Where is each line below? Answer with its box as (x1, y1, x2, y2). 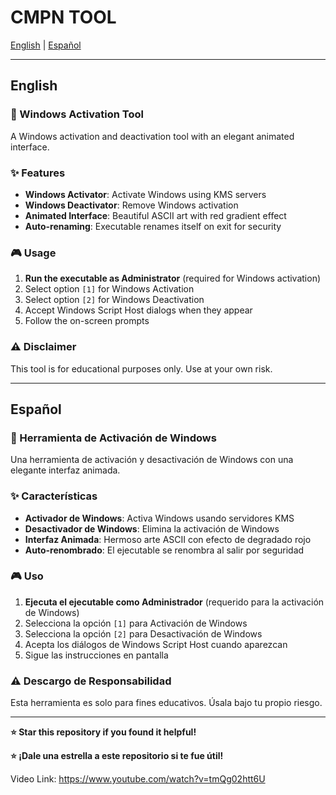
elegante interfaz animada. (10, 464, 121, 476)
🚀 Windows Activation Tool (10, 107, 144, 121)
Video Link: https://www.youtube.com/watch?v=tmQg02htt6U (10, 773, 266, 785)
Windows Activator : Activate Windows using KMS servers (24, 188, 267, 200)
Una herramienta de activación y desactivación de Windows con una (10, 454, 294, 466)
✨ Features (10, 166, 66, 180)
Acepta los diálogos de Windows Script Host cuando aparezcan (24, 638, 288, 650)
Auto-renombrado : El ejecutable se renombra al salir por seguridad (24, 544, 305, 556)
